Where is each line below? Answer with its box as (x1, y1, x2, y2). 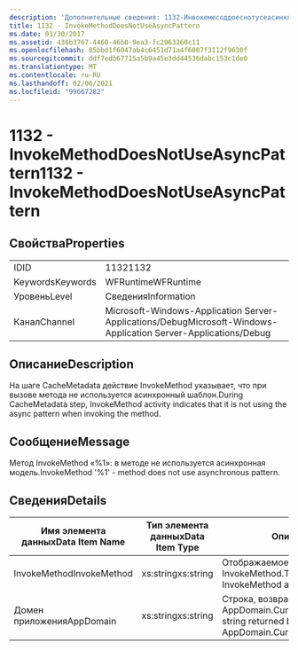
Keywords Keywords (13, 276, 98, 288)
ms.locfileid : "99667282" (9, 87, 105, 96)
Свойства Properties (9, 236, 126, 251)
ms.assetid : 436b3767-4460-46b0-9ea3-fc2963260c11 (9, 37, 200, 47)
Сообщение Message (9, 434, 130, 449)
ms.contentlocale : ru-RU (9, 71, 101, 80)
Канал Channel (13, 316, 75, 328)
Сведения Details (9, 493, 107, 508)
